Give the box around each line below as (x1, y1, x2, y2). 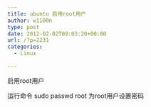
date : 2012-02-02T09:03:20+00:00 (7, 30, 107, 38)
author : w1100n (7, 17, 53, 24)
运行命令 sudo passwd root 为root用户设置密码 (7, 91, 145, 100)
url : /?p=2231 (7, 37, 50, 44)
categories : (7, 43, 43, 50)
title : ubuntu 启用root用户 (7, 10, 87, 18)
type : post (7, 23, 40, 30)
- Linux (14, 50, 37, 57)
